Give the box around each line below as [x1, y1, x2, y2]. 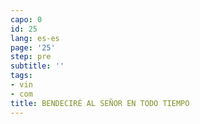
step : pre [10, 52, 52, 62]
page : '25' [10, 42, 56, 53]
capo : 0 [10, 14, 43, 25]
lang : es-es [10, 33, 60, 43]
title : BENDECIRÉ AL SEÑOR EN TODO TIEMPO [10, 98, 190, 108]
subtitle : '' [10, 61, 65, 71]
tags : [10, 71, 33, 81]
